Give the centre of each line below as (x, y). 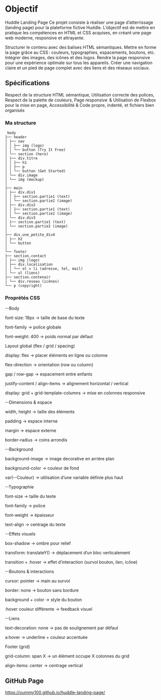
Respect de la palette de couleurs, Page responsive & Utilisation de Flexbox (80, 100)
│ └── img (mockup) (25, 180)
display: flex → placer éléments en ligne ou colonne (56, 356)
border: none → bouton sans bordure (42, 590)
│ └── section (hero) (27, 154)
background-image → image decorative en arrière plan (60, 459)
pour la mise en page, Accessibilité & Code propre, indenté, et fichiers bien (80, 105)
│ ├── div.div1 (20, 193)
